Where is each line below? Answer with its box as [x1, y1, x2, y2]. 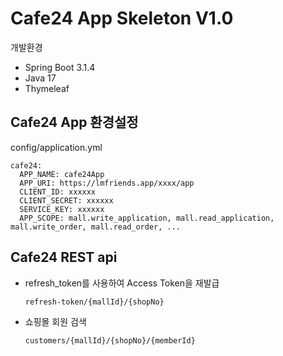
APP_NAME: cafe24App [19, 169, 105, 179]
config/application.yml [10, 141, 103, 153]
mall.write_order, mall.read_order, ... [10, 222, 182, 232]
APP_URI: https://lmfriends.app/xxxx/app [19, 178, 195, 188]
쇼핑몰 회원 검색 [24, 315, 87, 327]
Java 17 [24, 72, 57, 84]
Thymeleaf [24, 82, 70, 94]
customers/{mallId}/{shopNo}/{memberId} [24, 335, 196, 346]
